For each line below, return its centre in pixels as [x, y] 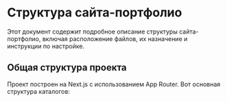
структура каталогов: [39, 91]
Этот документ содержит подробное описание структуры [93, 31]
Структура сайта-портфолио [95, 13]
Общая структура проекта [67, 67]
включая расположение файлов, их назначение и [115, 38]
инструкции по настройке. [46, 46]
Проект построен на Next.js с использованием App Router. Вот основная [114, 84]
